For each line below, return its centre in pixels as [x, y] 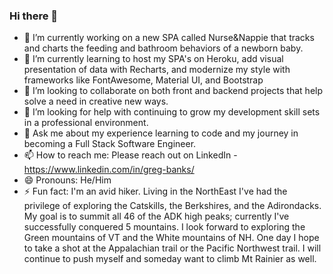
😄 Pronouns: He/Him [67, 180]
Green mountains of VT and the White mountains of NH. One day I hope [171, 238]
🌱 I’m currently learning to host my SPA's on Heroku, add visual [153, 59]
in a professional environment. [86, 123]
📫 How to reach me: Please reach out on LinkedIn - [130, 155]
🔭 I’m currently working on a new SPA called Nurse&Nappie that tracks [169, 38]
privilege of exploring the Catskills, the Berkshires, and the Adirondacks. [172, 206]
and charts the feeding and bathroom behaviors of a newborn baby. [163, 48]
